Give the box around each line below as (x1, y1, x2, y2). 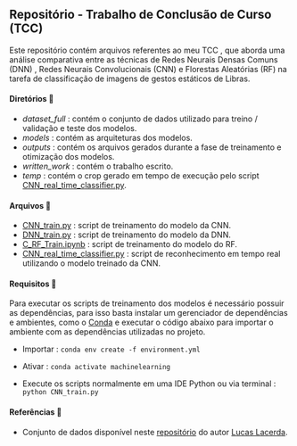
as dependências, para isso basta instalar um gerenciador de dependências (9, 308, 288, 318)
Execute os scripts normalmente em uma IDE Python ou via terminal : (21, 378, 276, 389)
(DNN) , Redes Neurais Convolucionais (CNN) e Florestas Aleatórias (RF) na (9, 63, 287, 74)
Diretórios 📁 (9, 94, 54, 104)
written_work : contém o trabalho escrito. (21, 161, 174, 172)
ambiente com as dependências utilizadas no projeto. (9, 326, 206, 337)
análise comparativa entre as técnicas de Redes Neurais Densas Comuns (9, 54, 278, 65)
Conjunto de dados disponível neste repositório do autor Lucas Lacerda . (21, 426, 288, 437)
